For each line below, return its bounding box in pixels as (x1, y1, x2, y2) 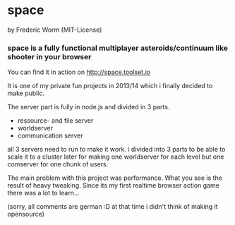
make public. (7, 89, 44, 97)
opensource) (7, 210, 44, 219)
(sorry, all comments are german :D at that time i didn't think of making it (7, 202, 218, 211)
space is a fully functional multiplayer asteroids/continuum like (7, 43, 228, 53)
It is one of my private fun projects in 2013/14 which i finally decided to (7, 82, 213, 90)
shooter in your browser (7, 51, 92, 61)
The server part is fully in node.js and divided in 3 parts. (7, 103, 170, 111)
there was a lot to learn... (7, 189, 80, 197)
